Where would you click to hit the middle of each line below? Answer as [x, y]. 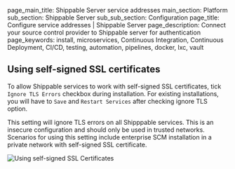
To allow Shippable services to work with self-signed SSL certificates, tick [114, 86]
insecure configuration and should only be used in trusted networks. [106, 130]
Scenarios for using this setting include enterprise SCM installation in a [109, 137]
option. [18, 109]
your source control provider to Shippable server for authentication [104, 32]
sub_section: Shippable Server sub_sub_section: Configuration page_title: [113, 18]
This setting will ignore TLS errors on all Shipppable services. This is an [110, 122]
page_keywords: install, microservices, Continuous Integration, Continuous [115, 40]
